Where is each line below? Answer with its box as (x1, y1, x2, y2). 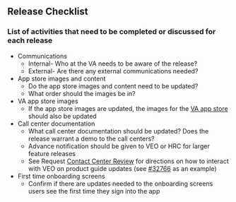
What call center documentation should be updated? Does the (28, 126, 209, 135)
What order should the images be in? (28, 89, 136, 97)
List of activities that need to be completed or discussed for (7, 27, 216, 37)
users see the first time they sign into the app (28, 186, 160, 195)
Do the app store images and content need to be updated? (28, 81, 199, 90)
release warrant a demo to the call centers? (28, 134, 155, 143)
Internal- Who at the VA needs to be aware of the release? (28, 59, 198, 68)
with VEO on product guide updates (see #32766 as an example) (28, 164, 217, 172)
